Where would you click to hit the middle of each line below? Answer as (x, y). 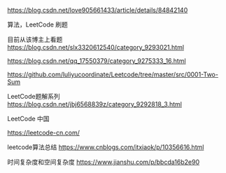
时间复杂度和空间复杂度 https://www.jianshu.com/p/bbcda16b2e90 (104, 162)
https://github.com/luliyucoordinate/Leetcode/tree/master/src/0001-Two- (113, 74)
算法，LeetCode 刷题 (38, 25)
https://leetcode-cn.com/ (44, 133)
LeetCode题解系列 (34, 96)
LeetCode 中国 (29, 119)
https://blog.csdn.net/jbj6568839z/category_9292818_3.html (94, 104)
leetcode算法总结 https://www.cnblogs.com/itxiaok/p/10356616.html (106, 147)
